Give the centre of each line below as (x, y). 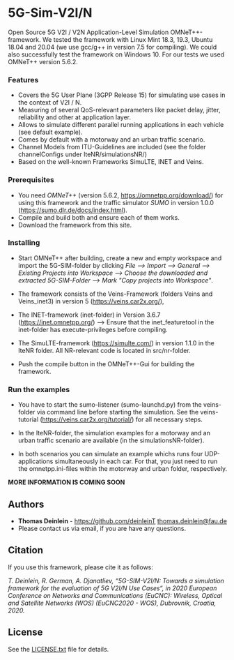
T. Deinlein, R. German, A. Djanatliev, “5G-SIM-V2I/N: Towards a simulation (116, 580)
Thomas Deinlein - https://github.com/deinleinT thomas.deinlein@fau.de (122, 520)
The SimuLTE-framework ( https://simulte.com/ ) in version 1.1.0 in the (116, 343)
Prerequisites (31, 180)
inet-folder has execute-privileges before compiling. (93, 329)
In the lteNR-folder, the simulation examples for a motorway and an (114, 433)
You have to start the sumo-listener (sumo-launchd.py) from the (110, 405)
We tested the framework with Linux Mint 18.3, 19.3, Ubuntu (127, 39)
